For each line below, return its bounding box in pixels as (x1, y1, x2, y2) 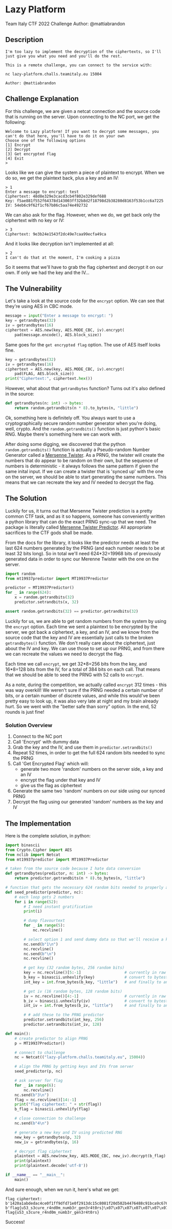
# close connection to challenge (14, 1116, 86, 1121)
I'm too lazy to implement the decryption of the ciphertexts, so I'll (5, 49, 161, 54)
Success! (5, 1219, 25, 1225)
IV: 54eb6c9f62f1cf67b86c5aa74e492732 (5, 203, 88, 208)
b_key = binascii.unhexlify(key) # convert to (24, 975, 153, 980)
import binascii (5, 843, 40, 848)
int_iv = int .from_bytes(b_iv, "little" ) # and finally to (24, 1003, 161, 1008)
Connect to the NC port (12, 733, 62, 739)
